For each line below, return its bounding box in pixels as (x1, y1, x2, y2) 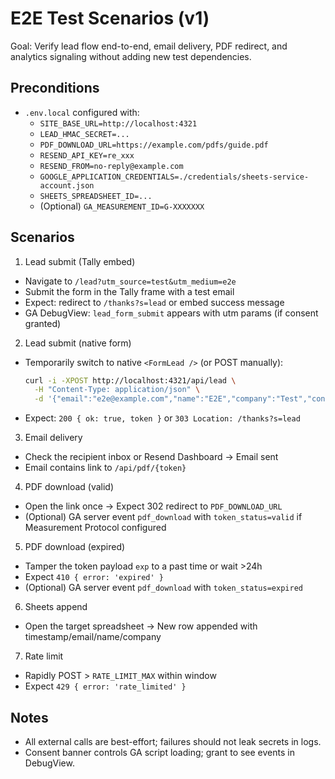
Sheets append (24, 601, 88, 613)
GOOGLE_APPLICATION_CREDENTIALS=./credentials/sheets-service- (39, 172, 310, 182)
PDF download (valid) (24, 481, 115, 493)
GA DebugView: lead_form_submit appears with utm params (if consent (24, 307, 319, 319)
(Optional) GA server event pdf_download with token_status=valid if (24, 511, 303, 523)
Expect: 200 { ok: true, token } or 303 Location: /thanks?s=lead (24, 412, 301, 424)
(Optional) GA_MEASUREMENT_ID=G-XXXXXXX (39, 200, 205, 212)
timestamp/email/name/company (24, 631, 162, 643)
